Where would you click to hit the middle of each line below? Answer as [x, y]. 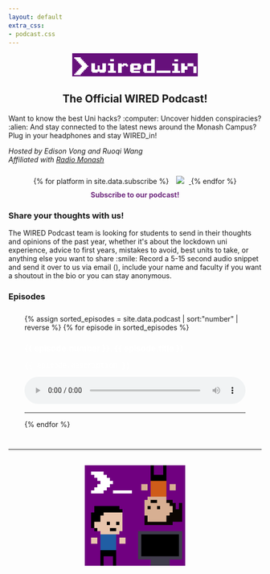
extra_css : [27, 25]
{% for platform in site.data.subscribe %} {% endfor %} [135, 181]
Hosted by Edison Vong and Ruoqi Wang [76, 151]
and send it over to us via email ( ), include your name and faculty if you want [135, 267]
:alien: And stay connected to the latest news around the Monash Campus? [133, 127]
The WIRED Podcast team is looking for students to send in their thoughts [130, 233]
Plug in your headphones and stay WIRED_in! [83, 135]
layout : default [35, 17]
